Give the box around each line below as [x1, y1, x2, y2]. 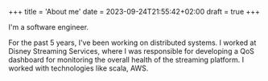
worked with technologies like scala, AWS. [8, 63, 149, 73]
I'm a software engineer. [8, 22, 89, 31]
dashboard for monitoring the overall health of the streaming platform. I [8, 55, 245, 64]
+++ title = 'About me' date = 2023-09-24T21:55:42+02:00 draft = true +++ [8, 7, 260, 16]
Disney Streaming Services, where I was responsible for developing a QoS [8, 47, 255, 55]
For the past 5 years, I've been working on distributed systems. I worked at [8, 38, 257, 47]
